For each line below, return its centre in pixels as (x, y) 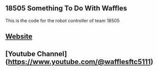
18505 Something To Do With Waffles (66, 8)
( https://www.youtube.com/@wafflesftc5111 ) (79, 62)
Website (19, 37)
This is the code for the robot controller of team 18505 (62, 20)
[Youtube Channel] (36, 54)
